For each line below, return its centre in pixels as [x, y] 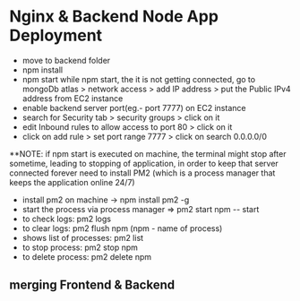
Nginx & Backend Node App [114, 17]
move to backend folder [66, 60]
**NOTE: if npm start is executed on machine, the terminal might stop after [148, 153]
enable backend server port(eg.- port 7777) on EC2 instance [134, 107]
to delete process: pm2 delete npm [87, 256]
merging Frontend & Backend [92, 285]
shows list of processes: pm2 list [83, 237]
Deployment [56, 35]
